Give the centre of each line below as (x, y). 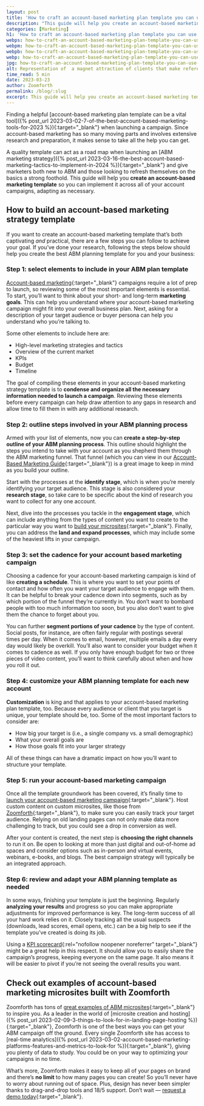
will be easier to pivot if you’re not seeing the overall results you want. (93, 964)
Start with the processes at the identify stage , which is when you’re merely (101, 482)
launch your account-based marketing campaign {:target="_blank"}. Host (97, 800)
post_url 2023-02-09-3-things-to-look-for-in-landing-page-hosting (102, 1020)
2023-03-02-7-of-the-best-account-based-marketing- (119, 121)
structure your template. (36, 764)
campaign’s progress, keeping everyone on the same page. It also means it (100, 957)
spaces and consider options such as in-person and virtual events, (90, 851)
